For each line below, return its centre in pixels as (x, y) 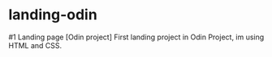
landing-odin (53, 15)
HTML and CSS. (35, 45)
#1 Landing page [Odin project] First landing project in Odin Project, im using (136, 37)
